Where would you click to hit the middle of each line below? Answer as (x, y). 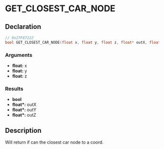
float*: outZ (24, 115)
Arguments (19, 55)
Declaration (23, 27)
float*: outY (24, 110)
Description (23, 130)
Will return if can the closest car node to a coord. (54, 142)
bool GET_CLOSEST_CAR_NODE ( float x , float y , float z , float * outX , (76, 42)
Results (14, 89)
